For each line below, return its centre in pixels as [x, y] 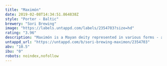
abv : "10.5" [17, 47]
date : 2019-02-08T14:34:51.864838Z [42, 14]
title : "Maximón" [23, 10]
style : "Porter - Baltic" [32, 19]
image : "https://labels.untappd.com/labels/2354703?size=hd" [70, 28]
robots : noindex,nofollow [32, 56]
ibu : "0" [14, 51]
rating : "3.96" [21, 33]
